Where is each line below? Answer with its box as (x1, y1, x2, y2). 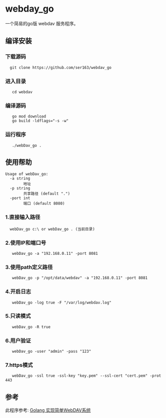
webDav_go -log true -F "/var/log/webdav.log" (12, 300, 112, 305)
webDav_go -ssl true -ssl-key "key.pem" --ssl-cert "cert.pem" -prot (12, 373, 161, 378)
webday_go (5, 3, 54, 15)
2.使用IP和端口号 (5, 239, 46, 246)
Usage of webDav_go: (5, 172, 49, 177)
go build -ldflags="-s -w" (12, 119, 69, 124)
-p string (10, 186, 30, 191)
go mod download (12, 114, 46, 119)
